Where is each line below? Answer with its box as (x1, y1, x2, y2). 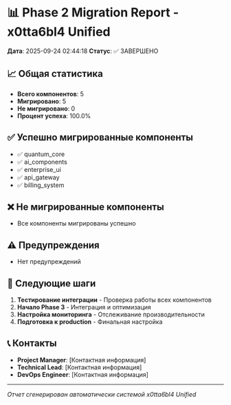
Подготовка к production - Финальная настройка (16, 318, 163, 326)
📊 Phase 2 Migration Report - (7, 5, 179, 21)
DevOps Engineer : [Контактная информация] (16, 370, 149, 378)
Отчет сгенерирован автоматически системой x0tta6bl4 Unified (7, 390, 197, 398)
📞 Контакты (7, 338, 57, 349)
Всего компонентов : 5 (16, 89, 84, 98)
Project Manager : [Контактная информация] (16, 355, 146, 364)
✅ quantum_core (16, 150, 65, 158)
